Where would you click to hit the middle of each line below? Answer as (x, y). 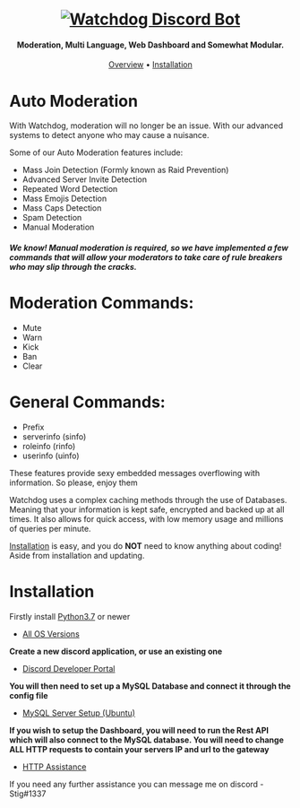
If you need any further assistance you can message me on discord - (137, 784)
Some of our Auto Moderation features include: (96, 152)
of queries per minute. (50, 528)
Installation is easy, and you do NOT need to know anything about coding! (146, 545)
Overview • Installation (150, 65)
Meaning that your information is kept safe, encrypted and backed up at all (147, 509)
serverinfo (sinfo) (54, 436)
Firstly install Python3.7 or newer (70, 616)
